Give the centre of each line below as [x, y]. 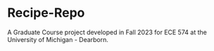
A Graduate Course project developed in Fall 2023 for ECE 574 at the [107, 32]
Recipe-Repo [46, 13]
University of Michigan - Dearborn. [58, 39]
